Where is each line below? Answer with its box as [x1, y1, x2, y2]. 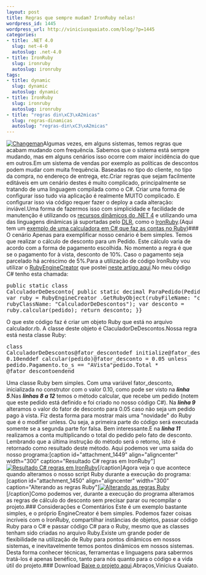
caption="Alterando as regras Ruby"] [6, 484, 100, 491]
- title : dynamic [6, 77, 51, 83]
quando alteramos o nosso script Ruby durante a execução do [6, 471, 164, 478]
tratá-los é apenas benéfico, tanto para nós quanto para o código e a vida [6, 555, 193, 563]
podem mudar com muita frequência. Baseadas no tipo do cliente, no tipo [6, 166, 192, 174]
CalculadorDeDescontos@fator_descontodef [6, 349, 133, 357]
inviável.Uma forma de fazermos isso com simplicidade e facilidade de [6, 205, 185, 212]
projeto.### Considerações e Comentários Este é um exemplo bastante [6, 503, 188, 511]
